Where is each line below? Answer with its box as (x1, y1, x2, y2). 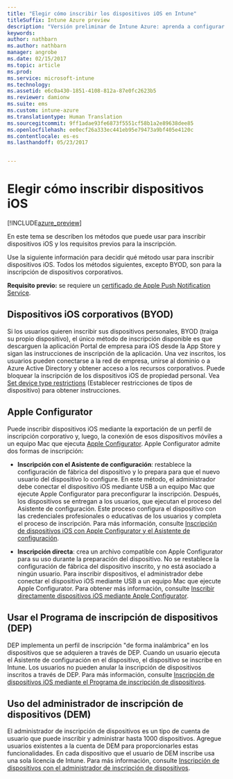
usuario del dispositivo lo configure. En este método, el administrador (17, 474, 216, 483)
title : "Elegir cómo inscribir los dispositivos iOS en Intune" (7, 10, 197, 17)
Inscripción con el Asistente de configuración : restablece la (17, 460, 192, 468)
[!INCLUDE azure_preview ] (7, 219, 82, 228)
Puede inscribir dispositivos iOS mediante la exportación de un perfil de (7, 425, 212, 433)
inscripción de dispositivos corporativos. (7, 268, 123, 276)
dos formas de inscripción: (7, 447, 84, 455)
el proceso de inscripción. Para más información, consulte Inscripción (17, 519, 217, 527)
